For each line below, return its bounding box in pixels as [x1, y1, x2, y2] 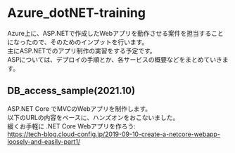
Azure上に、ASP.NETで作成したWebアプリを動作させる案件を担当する [7, 29, 212, 37]
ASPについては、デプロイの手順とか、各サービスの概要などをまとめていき [7, 55, 223, 64]
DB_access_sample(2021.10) [7, 85, 136, 97]
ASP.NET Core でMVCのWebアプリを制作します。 [7, 104, 152, 113]
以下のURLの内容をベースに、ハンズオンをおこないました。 [7, 113, 179, 121]
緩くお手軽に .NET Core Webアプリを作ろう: [7, 121, 136, 131]
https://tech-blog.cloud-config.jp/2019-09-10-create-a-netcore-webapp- [7, 130, 220, 138]
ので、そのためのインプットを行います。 [31, 37, 148, 46]
